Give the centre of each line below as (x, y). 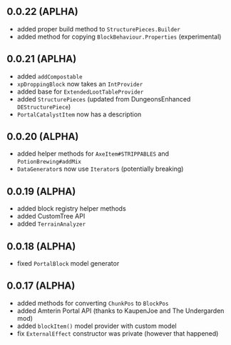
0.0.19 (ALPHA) (41, 191)
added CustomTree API (51, 216)
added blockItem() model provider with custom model (97, 326)
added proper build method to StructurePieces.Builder (99, 29)
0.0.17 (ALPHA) (41, 286)
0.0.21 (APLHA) (42, 59)
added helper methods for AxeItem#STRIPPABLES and (93, 154)
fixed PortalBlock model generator (68, 264)
